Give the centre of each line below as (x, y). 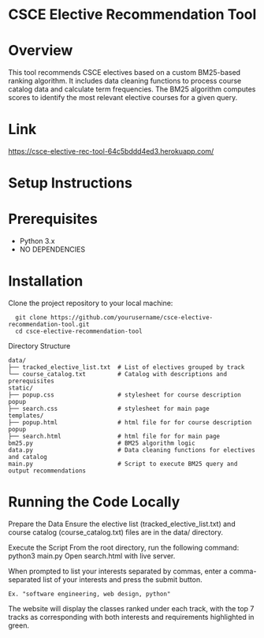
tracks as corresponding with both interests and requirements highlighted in (131, 617)
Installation (46, 281)
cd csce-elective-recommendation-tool (79, 332)
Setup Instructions (70, 183)
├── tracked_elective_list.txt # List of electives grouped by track (126, 368)
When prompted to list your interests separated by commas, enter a (118, 571)
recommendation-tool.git (49, 325)
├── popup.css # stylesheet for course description (125, 395)
